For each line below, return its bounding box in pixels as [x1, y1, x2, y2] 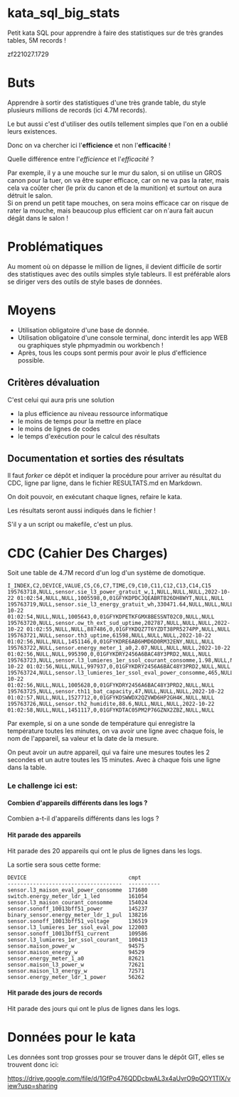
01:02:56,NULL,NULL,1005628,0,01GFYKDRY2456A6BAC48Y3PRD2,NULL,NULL [7, 682, 215, 689]
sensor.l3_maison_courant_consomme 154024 [7, 899, 148, 906]
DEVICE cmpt [7, 874, 142, 881]
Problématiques [7, 239, 104, 255]
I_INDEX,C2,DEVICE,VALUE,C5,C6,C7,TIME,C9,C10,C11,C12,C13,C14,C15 [7, 582, 212, 589]
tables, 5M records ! [7, 36, 66, 44]
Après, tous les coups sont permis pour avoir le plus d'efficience [17, 348, 207, 357]
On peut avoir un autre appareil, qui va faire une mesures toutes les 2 [7, 748, 210, 756]
